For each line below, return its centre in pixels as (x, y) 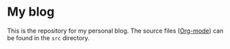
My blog (31, 12)
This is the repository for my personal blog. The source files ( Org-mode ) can (115, 31)
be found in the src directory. (48, 37)
